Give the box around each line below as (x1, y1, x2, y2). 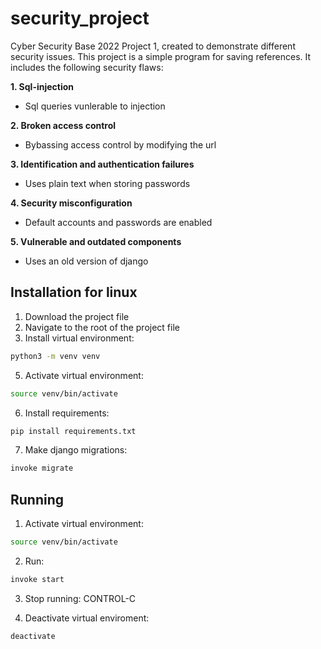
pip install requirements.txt (10, 426, 137, 436)
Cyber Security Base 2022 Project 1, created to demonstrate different (10, 40, 296, 52)
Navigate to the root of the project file (24, 321, 180, 333)
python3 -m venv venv (10, 351, 101, 361)
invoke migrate (10, 463, 74, 474)
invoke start (10, 574, 65, 584)
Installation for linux (10, 284, 138, 301)
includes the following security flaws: (10, 61, 164, 73)
